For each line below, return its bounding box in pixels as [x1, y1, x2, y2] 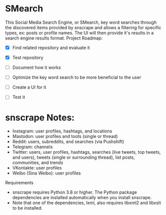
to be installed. [12, 205, 43, 211]
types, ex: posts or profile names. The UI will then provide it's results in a [5, 30, 154, 36]
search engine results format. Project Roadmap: [5, 35, 103, 41]
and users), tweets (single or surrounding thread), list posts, [12, 154, 135, 161]
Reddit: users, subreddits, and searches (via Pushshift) [12, 139, 124, 145]
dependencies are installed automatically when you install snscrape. [12, 195, 152, 201]
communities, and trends [12, 160, 63, 166]
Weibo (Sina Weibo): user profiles [12, 170, 81, 176]
